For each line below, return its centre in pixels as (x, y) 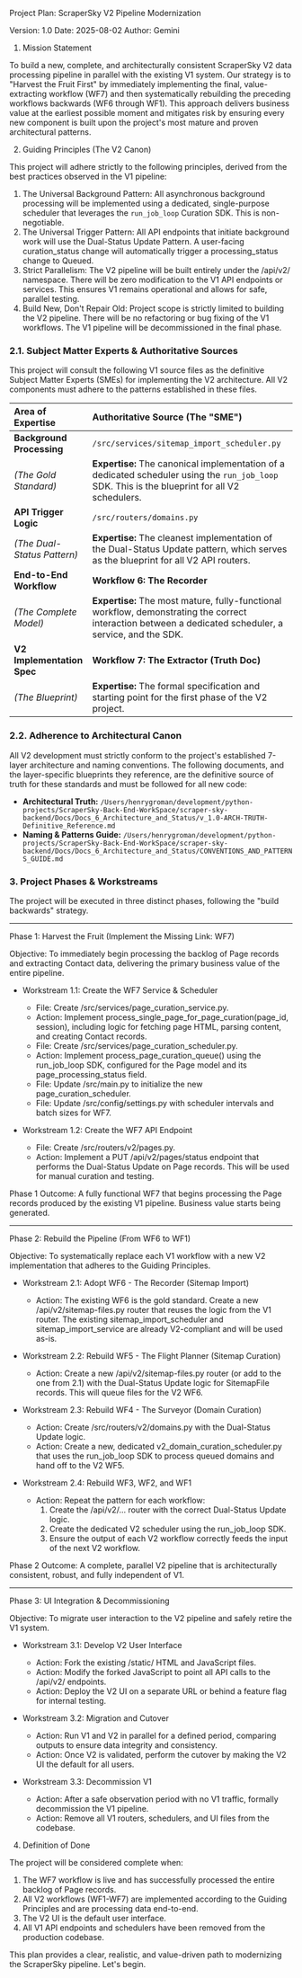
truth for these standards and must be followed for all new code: (128, 784)
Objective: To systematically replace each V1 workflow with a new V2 (138, 1255)
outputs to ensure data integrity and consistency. (127, 1745)
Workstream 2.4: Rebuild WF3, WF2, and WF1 (107, 1483)
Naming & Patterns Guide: (71, 834)
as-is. (46, 1338)
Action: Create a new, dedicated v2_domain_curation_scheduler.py (159, 1446)
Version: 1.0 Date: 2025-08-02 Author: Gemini (94, 30)
